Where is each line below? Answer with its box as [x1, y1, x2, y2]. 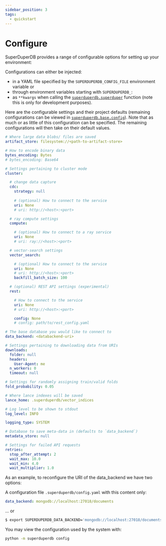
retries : [5, 447, 23, 452]
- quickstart [9, 16, 37, 21]
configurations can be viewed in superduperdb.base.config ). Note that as [5, 114, 154, 120]
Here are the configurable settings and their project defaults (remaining [5, 109, 151, 115]
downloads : [5, 347, 28, 352]
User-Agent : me [14, 361, 45, 366]
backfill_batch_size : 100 [14, 275, 68, 280]
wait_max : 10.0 [9, 456, 41, 461]
